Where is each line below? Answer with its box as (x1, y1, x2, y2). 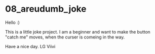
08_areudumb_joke (5, 3, 86, 15)
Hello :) (5, 19, 20, 25)
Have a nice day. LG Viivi (5, 43, 56, 49)
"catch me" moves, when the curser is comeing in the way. (5, 34, 125, 40)
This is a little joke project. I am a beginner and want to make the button (5, 29, 151, 35)
